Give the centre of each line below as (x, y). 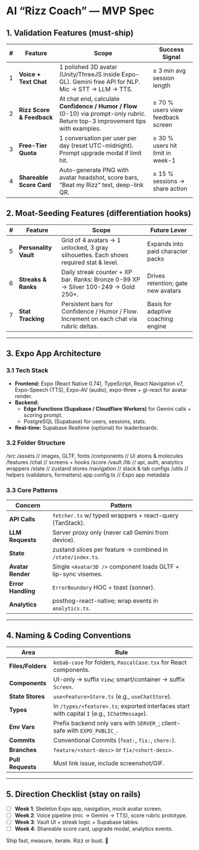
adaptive (159, 311)
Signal (171, 57)
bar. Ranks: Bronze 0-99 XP (101, 279)
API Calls (22, 519)
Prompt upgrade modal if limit (100, 153)
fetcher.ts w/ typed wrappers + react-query (115, 516)
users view (168, 110)
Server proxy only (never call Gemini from (110, 532)
